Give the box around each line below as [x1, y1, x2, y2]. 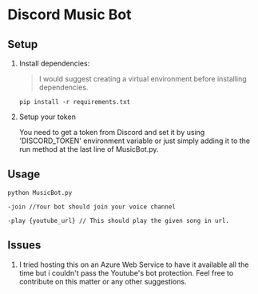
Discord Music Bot [7, 6, 132, 24]
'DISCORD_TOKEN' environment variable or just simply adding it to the [18, 136, 251, 145]
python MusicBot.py [7, 189, 73, 197]
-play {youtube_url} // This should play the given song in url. [7, 217, 229, 224]
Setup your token [18, 112, 77, 121]
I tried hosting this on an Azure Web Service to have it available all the [18, 260, 249, 269]
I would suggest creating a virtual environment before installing [38, 74, 247, 83]
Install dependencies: [18, 58, 90, 68]
